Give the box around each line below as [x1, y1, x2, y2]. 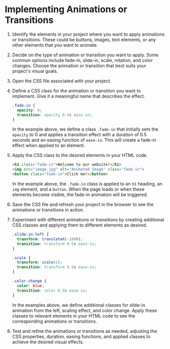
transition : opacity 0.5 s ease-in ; [17, 112, 92, 117]
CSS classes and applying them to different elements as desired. [12, 222, 148, 228]
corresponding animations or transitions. [12, 318, 97, 324]
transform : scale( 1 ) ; [17, 260, 63, 265]
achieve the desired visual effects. [12, 339, 84, 345]
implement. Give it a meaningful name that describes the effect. [12, 93, 145, 99]
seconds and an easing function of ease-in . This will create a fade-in [12, 137, 157, 143]
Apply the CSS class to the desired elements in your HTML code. [12, 152, 148, 158]
